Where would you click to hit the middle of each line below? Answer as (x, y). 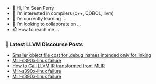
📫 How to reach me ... (36, 29)
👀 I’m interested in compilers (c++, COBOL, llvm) (63, 13)
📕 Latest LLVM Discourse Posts (44, 44)
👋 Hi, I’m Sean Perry (33, 8)
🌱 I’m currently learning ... (39, 18)
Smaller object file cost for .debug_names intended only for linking (82, 55)
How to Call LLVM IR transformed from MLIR (58, 66)
